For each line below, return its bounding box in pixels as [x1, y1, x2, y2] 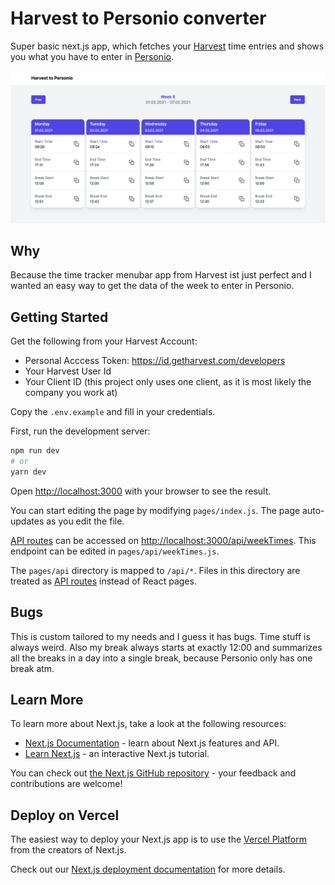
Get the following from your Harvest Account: [10, 335, 198, 347]
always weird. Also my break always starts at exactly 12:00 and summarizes [10, 641, 323, 653]
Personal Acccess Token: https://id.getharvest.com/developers [24, 355, 286, 367]
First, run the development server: [10, 425, 151, 437]
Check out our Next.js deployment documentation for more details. [10, 863, 286, 876]
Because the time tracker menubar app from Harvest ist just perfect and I [10, 269, 312, 281]
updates [10, 515, 45, 527]
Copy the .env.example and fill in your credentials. [10, 406, 216, 418]
